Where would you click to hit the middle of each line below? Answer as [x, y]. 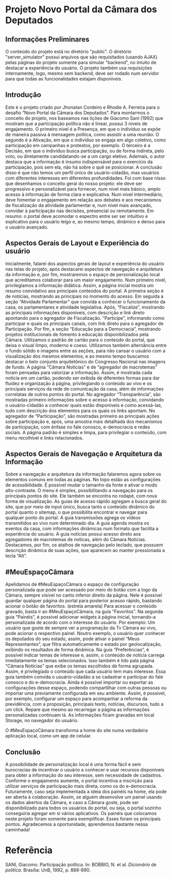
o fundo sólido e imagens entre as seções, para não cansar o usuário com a [85, 351]
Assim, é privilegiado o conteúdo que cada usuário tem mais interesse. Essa [86, 671]
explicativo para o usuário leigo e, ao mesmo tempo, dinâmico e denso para [85, 221]
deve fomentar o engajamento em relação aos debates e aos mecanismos [83, 200]
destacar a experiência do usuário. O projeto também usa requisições [79, 68]
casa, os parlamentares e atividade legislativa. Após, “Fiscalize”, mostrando [85, 307]
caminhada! [18, 830]
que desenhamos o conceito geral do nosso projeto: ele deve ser [74, 183]
